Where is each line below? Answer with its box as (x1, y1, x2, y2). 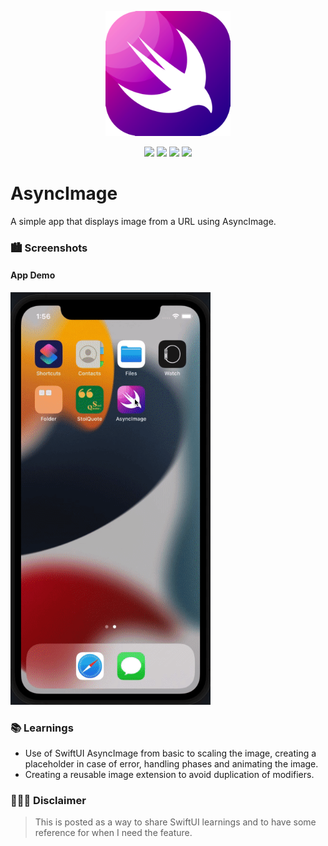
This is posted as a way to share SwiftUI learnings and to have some (34, 816, 317, 828)
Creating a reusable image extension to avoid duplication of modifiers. (24, 769, 315, 781)
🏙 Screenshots (10, 241, 88, 255)
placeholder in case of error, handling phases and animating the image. (24, 758, 319, 770)
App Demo (10, 269, 56, 281)
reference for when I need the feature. (34, 827, 193, 839)
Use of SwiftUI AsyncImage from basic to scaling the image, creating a (24, 747, 317, 760)
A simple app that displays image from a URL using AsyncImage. (10, 215, 277, 227)
